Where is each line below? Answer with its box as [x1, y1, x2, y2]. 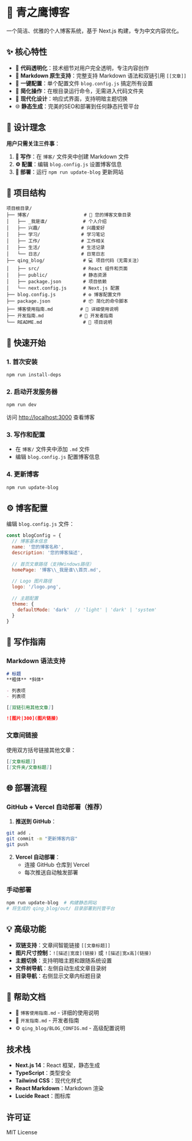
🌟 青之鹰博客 [6, 6, 70, 20]
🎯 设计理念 [6, 122, 46, 133]
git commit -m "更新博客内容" [6, 836, 78, 842]
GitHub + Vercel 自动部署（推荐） [6, 802, 106, 811]
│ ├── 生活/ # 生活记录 [6, 245, 105, 251]
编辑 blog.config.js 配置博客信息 [15, 453, 100, 461]
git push [6, 841, 29, 847]
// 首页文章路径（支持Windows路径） [12, 561, 94, 567]
